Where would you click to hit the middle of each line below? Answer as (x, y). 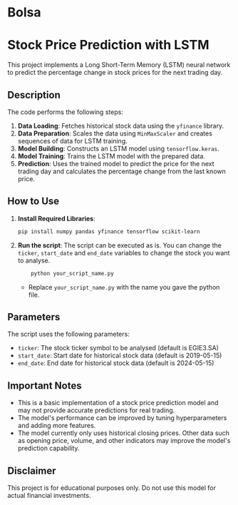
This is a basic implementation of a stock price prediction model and (118, 403)
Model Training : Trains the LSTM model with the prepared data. (111, 156)
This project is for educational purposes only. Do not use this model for (112, 488)
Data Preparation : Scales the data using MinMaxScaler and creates (115, 133)
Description (34, 95)
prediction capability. (48, 448)
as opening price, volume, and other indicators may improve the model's (124, 441)
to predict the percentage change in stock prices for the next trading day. (115, 73)
